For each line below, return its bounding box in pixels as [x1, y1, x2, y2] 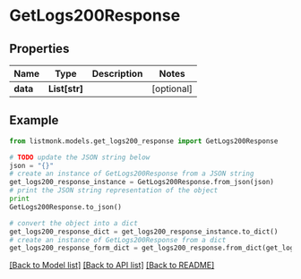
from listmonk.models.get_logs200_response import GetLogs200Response [9, 136, 279, 146]
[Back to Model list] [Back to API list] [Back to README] [9, 260, 215, 271]
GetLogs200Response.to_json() [9, 202, 123, 211]
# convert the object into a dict [9, 218, 139, 228]
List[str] [47, 82, 83, 95]
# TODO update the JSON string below [9, 153, 150, 162]
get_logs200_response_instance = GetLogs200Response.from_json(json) [9, 178, 275, 187]
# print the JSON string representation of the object [9, 186, 219, 195]
